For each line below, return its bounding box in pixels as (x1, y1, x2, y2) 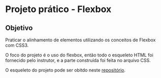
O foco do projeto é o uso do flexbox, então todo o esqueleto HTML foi (5, 52, 153, 58)
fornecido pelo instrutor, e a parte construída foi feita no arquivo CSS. (5, 57, 151, 63)
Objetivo (5, 24, 33, 32)
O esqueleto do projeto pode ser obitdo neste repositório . (5, 67, 126, 73)
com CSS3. (5, 42, 29, 48)
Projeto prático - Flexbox (5, 4, 112, 15)
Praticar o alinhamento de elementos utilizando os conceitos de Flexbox (5, 37, 156, 43)
